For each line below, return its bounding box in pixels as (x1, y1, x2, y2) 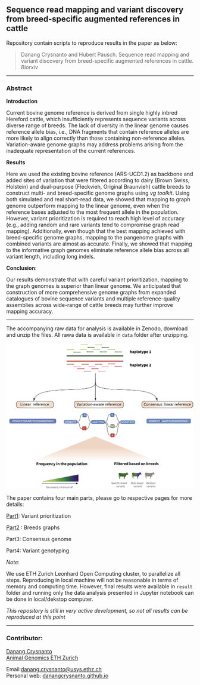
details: (6, 501, 24, 508)
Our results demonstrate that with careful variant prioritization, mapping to (6, 276, 189, 283)
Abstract (6, 84, 33, 92)
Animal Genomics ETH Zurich (6, 654, 79, 661)
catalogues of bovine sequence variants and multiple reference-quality (6, 295, 180, 302)
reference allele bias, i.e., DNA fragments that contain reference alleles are (6, 128, 189, 136)
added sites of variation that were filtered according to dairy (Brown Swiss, (6, 177, 190, 184)
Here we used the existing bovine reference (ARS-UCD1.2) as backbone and (6, 170, 193, 178)
